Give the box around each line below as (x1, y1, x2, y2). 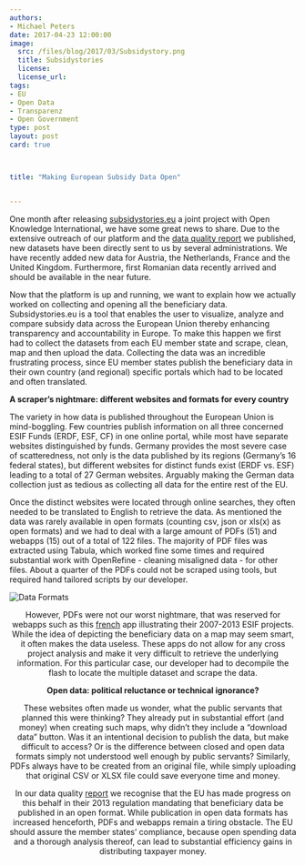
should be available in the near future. (9, 271, 152, 282)
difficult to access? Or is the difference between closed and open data (21, 740, 285, 751)
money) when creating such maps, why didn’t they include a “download (18, 721, 288, 732)
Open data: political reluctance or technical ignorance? (46, 684, 259, 696)
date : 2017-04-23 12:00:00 (9, 30, 112, 39)
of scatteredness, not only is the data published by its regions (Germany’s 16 (9, 449, 297, 460)
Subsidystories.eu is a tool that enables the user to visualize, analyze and (9, 308, 284, 319)
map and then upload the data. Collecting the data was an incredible (9, 347, 266, 357)
